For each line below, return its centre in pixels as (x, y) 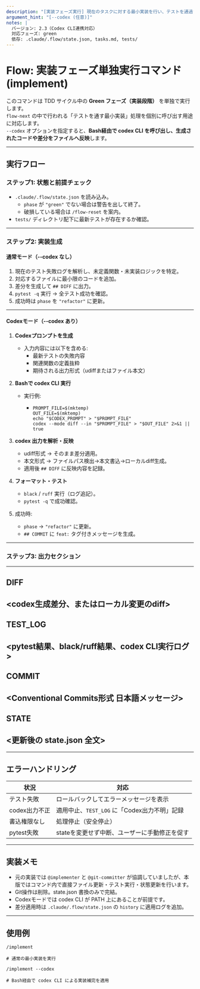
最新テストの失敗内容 (59, 355)
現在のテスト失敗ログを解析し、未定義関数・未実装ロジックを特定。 (98, 271)
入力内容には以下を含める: (56, 348)
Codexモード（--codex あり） (44, 321)
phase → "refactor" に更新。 (59, 526)
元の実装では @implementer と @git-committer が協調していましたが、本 (102, 877)
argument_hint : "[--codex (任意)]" (49, 17)
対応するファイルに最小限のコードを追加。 (67, 278)
